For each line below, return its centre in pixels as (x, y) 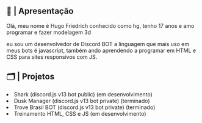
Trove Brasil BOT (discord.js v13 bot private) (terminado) (85, 107)
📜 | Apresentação (40, 11)
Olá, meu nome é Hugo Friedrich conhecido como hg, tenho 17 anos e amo (100, 25)
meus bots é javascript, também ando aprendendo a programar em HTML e (101, 50)
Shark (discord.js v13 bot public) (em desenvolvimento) (83, 94)
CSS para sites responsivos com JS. (52, 57)
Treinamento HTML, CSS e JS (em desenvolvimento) (80, 113)
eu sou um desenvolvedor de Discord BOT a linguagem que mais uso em (98, 44)
